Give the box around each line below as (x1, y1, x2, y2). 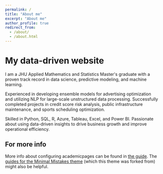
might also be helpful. (5, 163, 49, 169)
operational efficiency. (5, 126, 50, 132)
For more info (5, 140, 47, 149)
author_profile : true (5, 20, 49, 26)
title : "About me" (5, 12, 42, 17)
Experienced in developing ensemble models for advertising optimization (5, 91, 151, 97)
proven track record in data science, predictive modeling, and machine (5, 76, 147, 82)
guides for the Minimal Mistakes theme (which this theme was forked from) (5, 158, 156, 164)
